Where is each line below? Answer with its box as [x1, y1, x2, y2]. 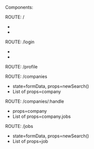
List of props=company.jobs [12, 113, 71, 119]
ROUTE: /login [5, 39, 35, 45]
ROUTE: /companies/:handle [5, 98, 64, 104]
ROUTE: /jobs [5, 123, 34, 129]
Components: [5, 5, 34, 10]
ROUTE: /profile [5, 64, 38, 69]
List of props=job [12, 138, 49, 144]
